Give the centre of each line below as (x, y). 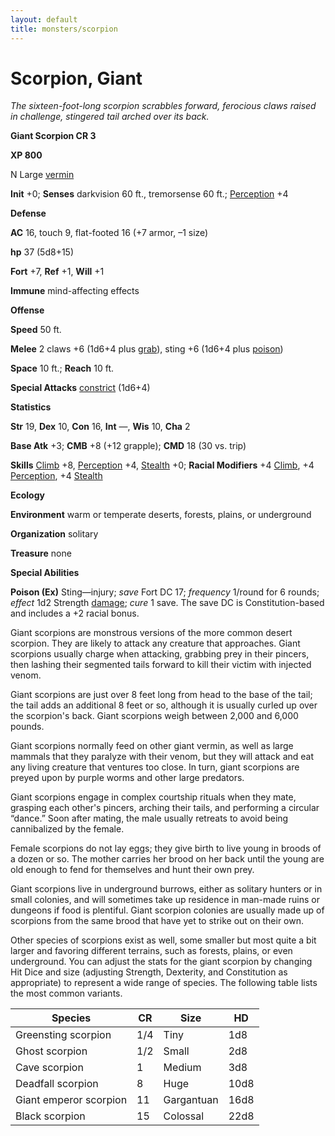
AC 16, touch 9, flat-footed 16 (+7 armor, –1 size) (109, 233)
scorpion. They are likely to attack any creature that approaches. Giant (155, 643)
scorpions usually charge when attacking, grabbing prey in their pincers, (160, 654)
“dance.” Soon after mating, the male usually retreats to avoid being (149, 818)
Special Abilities (45, 573)
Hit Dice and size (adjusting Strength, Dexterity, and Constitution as (149, 972)
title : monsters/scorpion (64, 29)
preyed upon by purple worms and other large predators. (127, 778)
